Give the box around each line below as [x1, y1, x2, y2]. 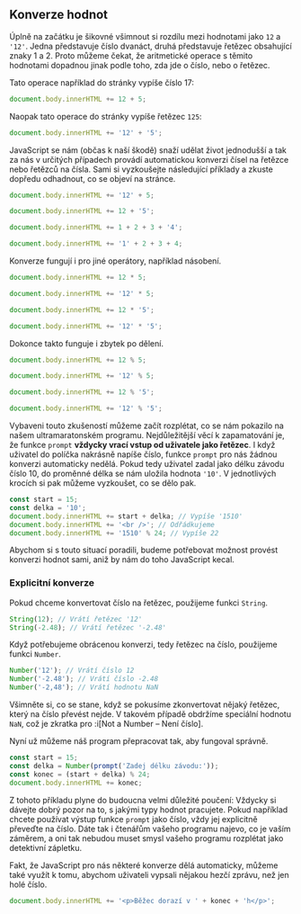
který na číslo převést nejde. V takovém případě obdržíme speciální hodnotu [9, 709, 292, 720]
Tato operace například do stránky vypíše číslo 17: [9, 76, 195, 88]
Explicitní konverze [9, 577, 94, 589]
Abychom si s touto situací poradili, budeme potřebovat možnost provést [9, 544, 279, 556]
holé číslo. [9, 879, 48, 890]
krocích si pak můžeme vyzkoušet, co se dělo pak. [9, 478, 197, 488]
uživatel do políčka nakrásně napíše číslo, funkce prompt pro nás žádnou [9, 449, 278, 460]
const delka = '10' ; [9, 503, 87, 512]
